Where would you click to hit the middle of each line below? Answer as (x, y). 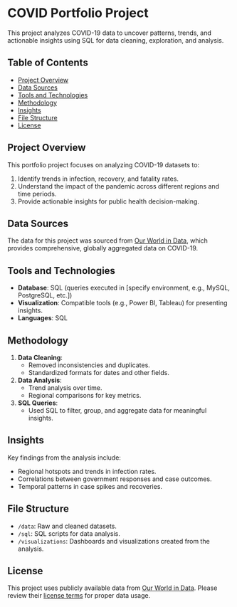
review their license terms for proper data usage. (79, 596)
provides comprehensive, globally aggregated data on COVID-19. (103, 248)
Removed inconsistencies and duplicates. (89, 365)
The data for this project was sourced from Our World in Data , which (108, 241)
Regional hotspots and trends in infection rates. (87, 471)
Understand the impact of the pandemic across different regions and (118, 186)
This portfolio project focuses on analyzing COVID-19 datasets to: (104, 164)
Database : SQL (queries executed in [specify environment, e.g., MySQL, (123, 288)
